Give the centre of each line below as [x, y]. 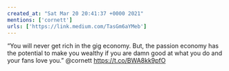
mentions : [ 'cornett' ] [40, 20]
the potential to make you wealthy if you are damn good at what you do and [115, 53]
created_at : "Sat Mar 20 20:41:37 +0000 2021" [75, 13]
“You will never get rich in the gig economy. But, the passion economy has [113, 46]
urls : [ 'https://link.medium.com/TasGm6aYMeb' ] [77, 26]
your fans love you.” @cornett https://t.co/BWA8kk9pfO [86, 61]
